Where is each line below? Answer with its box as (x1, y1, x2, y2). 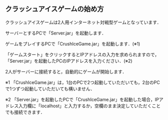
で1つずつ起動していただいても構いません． (5, 86, 95, 92)
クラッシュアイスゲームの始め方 (5, 5, 104, 14)
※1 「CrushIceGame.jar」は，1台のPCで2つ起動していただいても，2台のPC (5, 79, 160, 85)
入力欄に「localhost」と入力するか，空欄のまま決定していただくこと (18, 103, 161, 109)
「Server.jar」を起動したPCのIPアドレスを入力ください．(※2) (5, 58, 133, 64)
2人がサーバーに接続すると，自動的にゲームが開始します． (5, 68, 127, 74)
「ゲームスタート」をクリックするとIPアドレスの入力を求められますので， (5, 51, 159, 57)
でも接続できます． (5, 109, 45, 115)
